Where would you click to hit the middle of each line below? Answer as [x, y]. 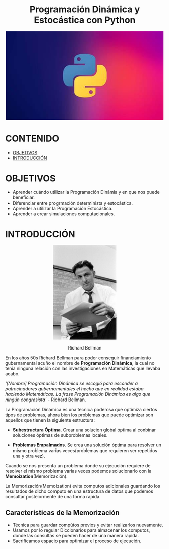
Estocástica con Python [85, 20]
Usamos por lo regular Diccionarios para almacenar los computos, [81, 530]
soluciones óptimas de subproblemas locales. [60, 435]
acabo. [12, 373]
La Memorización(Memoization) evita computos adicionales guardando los [83, 486]
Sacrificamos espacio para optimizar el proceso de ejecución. [77, 541]
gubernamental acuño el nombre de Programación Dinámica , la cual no [80, 363]
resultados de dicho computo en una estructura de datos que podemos [79, 491]
